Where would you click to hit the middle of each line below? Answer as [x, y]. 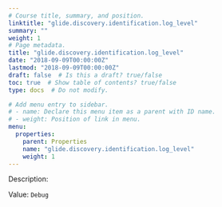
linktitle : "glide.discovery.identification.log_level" [103, 23]
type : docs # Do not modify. [59, 90]
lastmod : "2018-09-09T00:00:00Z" [64, 68]
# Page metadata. [37, 46]
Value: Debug [29, 195]
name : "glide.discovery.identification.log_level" [109, 149]
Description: [28, 179]
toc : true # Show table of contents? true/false [93, 82]
